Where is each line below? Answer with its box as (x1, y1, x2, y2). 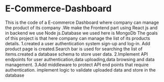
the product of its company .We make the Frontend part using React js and (5, 24, 158, 30)
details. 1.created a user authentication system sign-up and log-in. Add (5, 40, 151, 46)
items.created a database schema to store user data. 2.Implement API (5, 51, 148, 57)
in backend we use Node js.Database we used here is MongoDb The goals (5, 30, 158, 36)
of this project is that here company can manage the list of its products (5, 35, 150, 41)
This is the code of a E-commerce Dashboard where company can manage (5, 19, 159, 25)
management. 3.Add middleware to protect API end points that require (5, 62, 149, 68)
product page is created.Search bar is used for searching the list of (5, 46, 143, 52)
